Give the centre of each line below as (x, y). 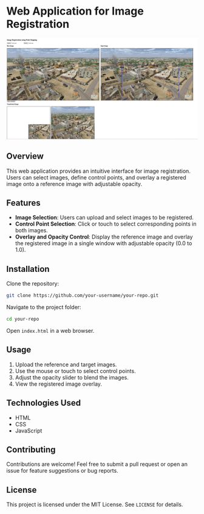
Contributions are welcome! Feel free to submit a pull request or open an (97, 464)
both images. (32, 231)
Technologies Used (43, 403)
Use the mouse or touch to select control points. (75, 371)
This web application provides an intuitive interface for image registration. (99, 171)
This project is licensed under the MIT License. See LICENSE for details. (95, 505)
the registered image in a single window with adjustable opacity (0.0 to (104, 243)
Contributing (31, 449)
